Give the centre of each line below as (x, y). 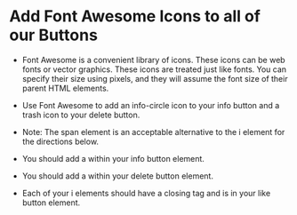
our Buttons (53, 35)
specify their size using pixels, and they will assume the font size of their (155, 78)
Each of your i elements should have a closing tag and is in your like (146, 193)
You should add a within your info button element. (113, 158)
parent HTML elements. (65, 88)
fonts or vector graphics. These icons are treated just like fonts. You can (154, 69)
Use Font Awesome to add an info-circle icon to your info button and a (151, 105)
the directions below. (60, 141)
